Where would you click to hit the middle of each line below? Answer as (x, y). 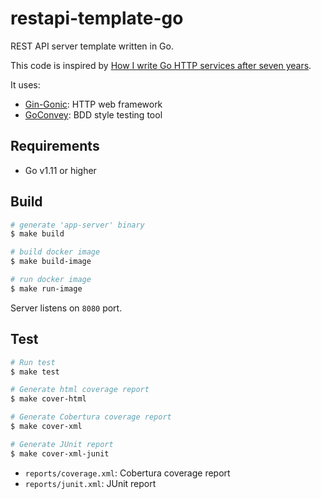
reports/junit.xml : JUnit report (90, 483)
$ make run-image (46, 288)
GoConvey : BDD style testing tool (93, 114)
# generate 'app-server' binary (77, 225)
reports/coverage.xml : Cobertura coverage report (127, 473)
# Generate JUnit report (62, 444)
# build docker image (55, 252)
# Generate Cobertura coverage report (91, 417)
